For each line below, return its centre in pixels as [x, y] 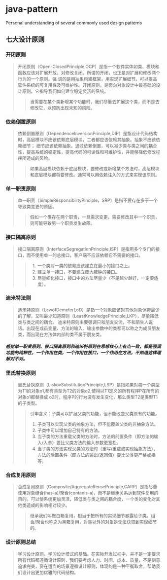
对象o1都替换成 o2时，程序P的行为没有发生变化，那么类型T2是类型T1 [88, 397]
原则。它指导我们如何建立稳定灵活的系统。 [65, 91]
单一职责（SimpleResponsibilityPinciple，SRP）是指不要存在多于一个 [88, 200]
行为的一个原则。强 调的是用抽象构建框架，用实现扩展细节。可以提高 [87, 79]
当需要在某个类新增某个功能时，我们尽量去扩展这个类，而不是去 [95, 102]
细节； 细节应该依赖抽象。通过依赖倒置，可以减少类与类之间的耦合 [89, 145]
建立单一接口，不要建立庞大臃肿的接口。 [78, 272]
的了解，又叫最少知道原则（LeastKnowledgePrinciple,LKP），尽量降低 [88, 316]
